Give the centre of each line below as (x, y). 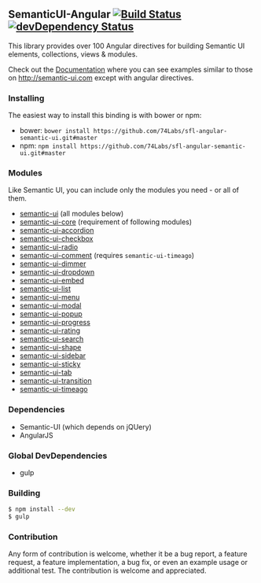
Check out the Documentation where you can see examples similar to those (130, 69)
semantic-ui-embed (51, 281)
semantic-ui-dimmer (53, 264)
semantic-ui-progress (55, 323)
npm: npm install (48, 146)
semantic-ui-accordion (57, 231)
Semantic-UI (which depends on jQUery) (85, 426)
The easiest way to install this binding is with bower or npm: (105, 116)
